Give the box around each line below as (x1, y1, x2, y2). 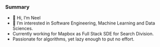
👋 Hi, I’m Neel (12, 15, 41, 21)
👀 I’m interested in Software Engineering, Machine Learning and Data (12, 20, 155, 26)
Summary (5, 3, 30, 10)
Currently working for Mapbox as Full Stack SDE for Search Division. (12, 31, 154, 37)
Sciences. (12, 25, 34, 31)
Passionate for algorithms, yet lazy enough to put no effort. (12, 36, 134, 42)
